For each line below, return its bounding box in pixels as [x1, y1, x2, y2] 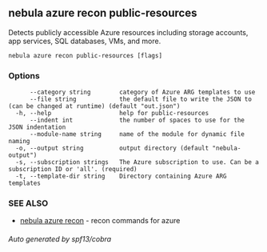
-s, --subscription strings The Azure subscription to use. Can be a [15, 158, 260, 166]
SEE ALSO [8, 198, 49, 209]
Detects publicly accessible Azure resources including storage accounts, [8, 27, 249, 37]
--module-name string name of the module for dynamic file [29, 130, 245, 138]
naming [8, 138, 30, 146]
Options [8, 70, 40, 81]
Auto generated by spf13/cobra [8, 234, 112, 243]
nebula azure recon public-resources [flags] [8, 51, 162, 59]
